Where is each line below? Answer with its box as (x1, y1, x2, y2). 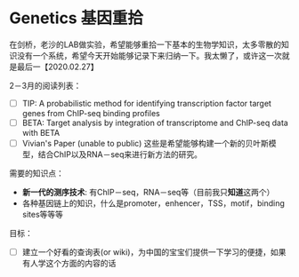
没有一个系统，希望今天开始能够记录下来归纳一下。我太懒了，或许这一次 (16, 50, 282, 60)
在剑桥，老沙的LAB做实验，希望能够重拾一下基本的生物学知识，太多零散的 (9, 39, 282, 50)
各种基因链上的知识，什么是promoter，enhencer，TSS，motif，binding (21, 198, 285, 209)
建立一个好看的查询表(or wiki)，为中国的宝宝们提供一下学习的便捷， (21, 247, 271, 257)
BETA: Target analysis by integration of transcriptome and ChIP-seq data (21, 117, 289, 128)
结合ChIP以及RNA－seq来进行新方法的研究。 (37, 149, 203, 160)
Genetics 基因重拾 (9, 8, 144, 28)
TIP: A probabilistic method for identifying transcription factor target (21, 98, 271, 108)
